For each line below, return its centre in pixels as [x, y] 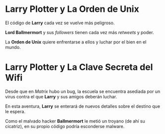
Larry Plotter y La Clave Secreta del [79, 67]
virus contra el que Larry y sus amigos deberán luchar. [61, 96]
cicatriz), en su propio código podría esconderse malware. [65, 126]
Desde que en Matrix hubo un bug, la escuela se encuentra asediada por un [83, 91]
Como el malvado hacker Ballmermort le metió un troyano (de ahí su [75, 121]
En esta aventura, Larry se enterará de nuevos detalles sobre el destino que [82, 106]
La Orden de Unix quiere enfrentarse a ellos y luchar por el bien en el [76, 42]
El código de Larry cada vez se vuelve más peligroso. [60, 23]
